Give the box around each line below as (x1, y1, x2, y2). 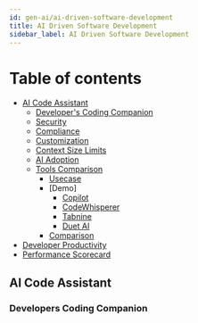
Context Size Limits (35, 145, 107, 156)
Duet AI (62, 220, 90, 232)
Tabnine (62, 211, 92, 222)
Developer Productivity (21, 240, 107, 251)
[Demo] (48, 183, 78, 194)
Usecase (48, 173, 82, 184)
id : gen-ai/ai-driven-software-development (9, 12, 174, 22)
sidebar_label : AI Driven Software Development (9, 29, 190, 38)
